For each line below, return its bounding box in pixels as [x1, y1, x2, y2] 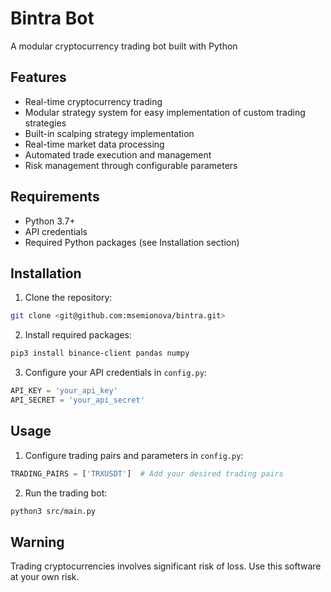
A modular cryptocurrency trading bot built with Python [10, 40, 238, 52]
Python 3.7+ [24, 215, 76, 227]
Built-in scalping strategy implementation [24, 127, 195, 139]
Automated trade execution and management [24, 148, 212, 161]
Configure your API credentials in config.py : [24, 367, 207, 379]
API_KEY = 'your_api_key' [10, 386, 118, 396]
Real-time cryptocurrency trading [24, 95, 163, 107]
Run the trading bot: [24, 487, 108, 499]
